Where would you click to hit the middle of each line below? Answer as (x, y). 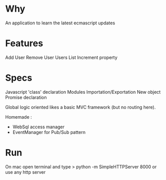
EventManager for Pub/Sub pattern (49, 132)
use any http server (25, 172)
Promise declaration (26, 97)
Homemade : (19, 117)
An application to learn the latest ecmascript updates (60, 23)
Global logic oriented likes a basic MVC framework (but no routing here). (80, 107)
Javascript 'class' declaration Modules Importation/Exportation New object (83, 92)
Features (24, 43)
